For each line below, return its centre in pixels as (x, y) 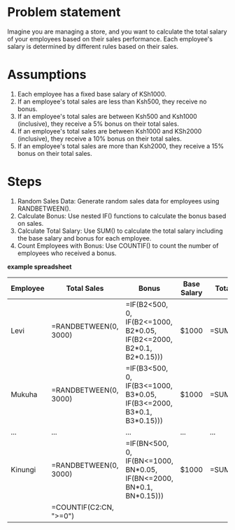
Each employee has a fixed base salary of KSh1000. (92, 94)
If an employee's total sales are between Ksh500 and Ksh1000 (107, 116)
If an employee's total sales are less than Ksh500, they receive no (112, 101)
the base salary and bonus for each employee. (84, 238)
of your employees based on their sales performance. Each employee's (110, 38)
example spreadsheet (40, 266)
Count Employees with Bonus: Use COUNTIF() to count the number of (118, 245)
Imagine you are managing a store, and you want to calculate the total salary (117, 31)
